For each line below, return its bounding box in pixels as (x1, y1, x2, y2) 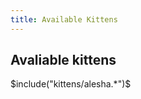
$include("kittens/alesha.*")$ (10, 78, 132, 90)
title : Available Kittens (10, 14, 118, 25)
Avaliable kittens (10, 52, 117, 69)
